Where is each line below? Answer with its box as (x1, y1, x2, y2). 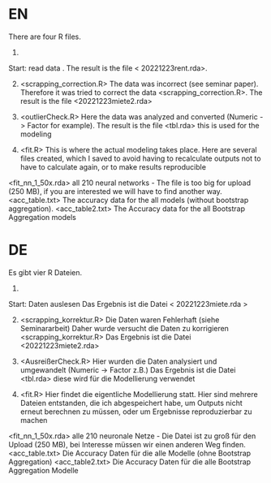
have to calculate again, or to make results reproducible (19, 162, 207, 171)
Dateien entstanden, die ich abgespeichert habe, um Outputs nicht (19, 398, 243, 408)
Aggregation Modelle (8, 465, 79, 475)
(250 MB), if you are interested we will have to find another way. (8, 186, 223, 196)
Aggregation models (8, 212, 77, 222)
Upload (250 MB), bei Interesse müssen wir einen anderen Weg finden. (8, 439, 246, 449)
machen (19, 415, 48, 425)
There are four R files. (8, 32, 81, 41)
